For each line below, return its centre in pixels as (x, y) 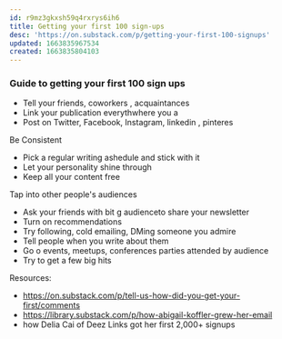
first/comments (51, 305)
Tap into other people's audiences (74, 194)
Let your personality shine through (87, 167)
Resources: (30, 278)
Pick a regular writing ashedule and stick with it (111, 158)
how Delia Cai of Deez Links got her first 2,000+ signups (129, 324)
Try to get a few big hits (67, 261)
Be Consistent (35, 140)
